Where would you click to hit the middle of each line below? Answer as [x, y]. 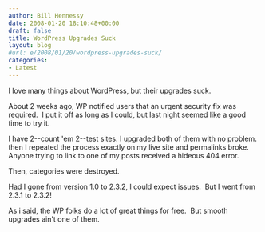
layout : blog [30, 46]
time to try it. [29, 123]
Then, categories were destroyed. [64, 171]
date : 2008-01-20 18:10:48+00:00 [64, 23]
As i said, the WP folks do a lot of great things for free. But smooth [119, 210]
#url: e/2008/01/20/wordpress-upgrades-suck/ [85, 53]
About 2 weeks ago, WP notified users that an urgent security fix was [123, 106]
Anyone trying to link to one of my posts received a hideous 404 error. [124, 155]
